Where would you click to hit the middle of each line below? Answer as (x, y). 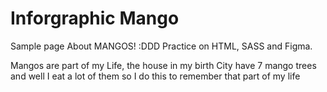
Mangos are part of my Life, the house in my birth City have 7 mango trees (163, 65)
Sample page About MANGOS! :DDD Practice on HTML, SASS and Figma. (161, 46)
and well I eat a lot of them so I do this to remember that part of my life (155, 76)
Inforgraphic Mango (95, 18)
